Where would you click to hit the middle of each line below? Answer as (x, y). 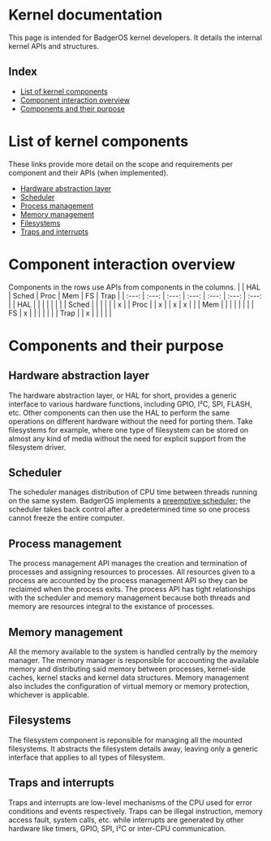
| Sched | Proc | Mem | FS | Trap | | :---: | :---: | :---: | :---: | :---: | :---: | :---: (135, 295)
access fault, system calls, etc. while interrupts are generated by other (126, 820)
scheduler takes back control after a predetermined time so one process (129, 509)
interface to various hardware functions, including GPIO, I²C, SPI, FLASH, (131, 403)
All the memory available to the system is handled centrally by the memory (133, 651)
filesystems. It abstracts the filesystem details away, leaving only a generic (133, 748)
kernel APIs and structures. (54, 46)
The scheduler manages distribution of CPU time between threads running (133, 492)
